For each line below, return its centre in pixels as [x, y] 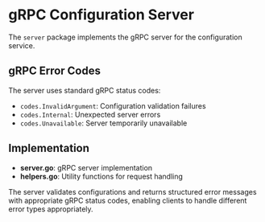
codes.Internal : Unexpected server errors [90, 114]
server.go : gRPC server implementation [86, 167]
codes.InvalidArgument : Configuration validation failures [113, 105]
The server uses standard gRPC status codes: [85, 90]
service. [22, 45]
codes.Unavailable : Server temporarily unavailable [104, 123]
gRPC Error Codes [55, 71]
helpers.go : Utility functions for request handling [101, 176]
